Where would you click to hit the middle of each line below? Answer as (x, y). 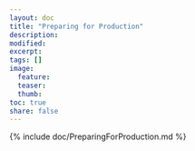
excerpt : (26, 52)
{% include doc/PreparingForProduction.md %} (98, 136)
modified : (28, 43)
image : (22, 69)
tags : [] (26, 60)
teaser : (32, 86)
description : (34, 35)
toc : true (28, 102)
